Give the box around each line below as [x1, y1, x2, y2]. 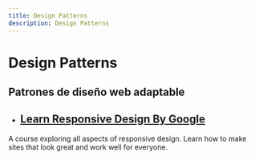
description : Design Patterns [8, 19, 110, 27]
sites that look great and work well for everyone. [8, 142, 168, 152]
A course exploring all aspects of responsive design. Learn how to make [8, 134, 247, 143]
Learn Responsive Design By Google [19, 113, 206, 126]
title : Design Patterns [8, 11, 88, 20]
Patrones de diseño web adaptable [8, 86, 185, 99]
